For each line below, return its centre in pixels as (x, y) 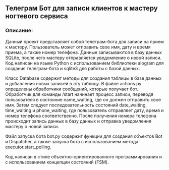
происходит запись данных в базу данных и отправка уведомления (78, 121)
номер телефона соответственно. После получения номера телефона (81, 116)
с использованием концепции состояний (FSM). (57, 162)
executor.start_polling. (28, 147)
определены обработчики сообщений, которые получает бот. (72, 89)
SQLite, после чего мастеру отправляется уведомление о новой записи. (83, 58)
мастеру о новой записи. (32, 126)
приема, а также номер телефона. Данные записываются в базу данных (84, 52)
